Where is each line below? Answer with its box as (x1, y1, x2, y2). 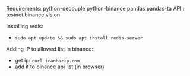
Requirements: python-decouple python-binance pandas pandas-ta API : (6, 5, 185, 12)
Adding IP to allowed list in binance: (6, 45, 93, 52)
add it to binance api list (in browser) (14, 63, 105, 70)
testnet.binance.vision (6, 11, 61, 18)
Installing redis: (6, 23, 43, 29)
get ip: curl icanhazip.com (14, 57, 80, 64)
